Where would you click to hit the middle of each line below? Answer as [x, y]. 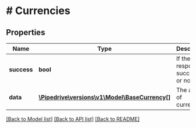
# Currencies [38, 11]
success [21, 70]
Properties [26, 32]
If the [183, 58]
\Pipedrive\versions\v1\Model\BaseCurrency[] [105, 97]
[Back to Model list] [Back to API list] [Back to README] [73, 119]
